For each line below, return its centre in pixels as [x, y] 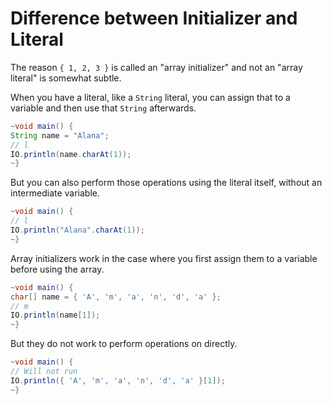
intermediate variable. [55, 193]
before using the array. [57, 269]
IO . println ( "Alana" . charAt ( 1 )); [77, 230]
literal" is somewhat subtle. [66, 78]
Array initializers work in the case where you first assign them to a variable [164, 258]
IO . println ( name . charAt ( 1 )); [71, 154]
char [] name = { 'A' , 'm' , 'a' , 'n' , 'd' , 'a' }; [116, 297]
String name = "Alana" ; [60, 135]
